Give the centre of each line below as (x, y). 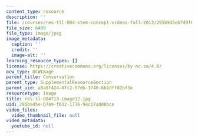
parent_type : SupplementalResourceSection (59, 83)
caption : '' (26, 45)
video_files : (22, 110)
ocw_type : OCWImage (30, 72)
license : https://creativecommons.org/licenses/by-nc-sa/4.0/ (84, 66)
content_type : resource (35, 11)
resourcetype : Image (32, 93)
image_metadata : (26, 39)
